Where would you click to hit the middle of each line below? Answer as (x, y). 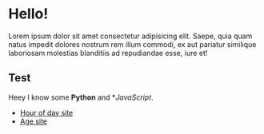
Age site (34, 121)
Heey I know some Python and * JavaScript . (81, 97)
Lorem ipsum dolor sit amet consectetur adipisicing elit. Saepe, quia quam (130, 36)
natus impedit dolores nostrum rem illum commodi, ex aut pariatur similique (132, 44)
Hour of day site (46, 112)
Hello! (28, 14)
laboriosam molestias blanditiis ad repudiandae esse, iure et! (108, 53)
